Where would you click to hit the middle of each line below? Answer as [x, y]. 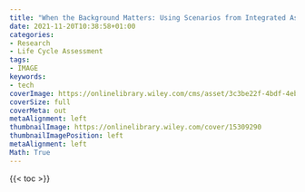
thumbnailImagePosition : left [67, 136]
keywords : [28, 77]
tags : [20, 60]
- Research [30, 43]
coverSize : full [40, 102]
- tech [22, 85]
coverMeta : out [38, 110]
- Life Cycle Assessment [56, 52]
